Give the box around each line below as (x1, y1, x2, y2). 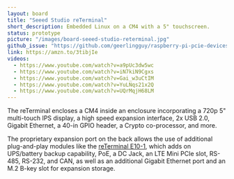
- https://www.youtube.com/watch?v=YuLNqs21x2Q (13, 81, 155, 88)
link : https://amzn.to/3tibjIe (7, 49, 98, 56)
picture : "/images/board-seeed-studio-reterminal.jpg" (7, 36, 170, 43)
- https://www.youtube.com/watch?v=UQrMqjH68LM (13, 87, 155, 94)
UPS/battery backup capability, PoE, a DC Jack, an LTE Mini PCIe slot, (7, 150, 208, 158)
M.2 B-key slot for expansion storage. (7, 164, 116, 173)
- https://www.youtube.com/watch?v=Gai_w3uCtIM (13, 74, 155, 82)
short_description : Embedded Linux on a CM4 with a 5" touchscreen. (7, 23, 210, 30)
